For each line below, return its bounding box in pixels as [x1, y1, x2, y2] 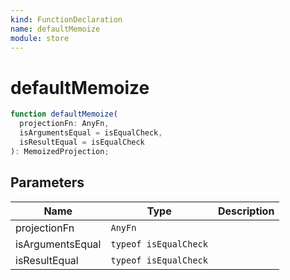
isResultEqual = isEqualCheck [19, 137, 145, 147]
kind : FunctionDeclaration [10, 14, 123, 25]
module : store [10, 33, 70, 43]
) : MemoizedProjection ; [10, 146, 110, 156]
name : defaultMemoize [10, 24, 101, 34]
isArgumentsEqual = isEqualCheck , [19, 128, 163, 138]
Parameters [10, 174, 85, 191]
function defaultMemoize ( [10, 109, 118, 120]
